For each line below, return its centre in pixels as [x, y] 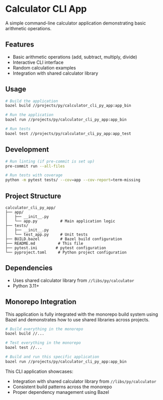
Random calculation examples [44, 67]
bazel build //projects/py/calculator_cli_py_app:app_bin [68, 106]
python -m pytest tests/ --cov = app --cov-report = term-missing [73, 180]
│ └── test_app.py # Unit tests [46, 234]
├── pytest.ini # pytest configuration [56, 248]
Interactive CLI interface [38, 62]
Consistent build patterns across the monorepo [62, 387]
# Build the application [32, 101]
